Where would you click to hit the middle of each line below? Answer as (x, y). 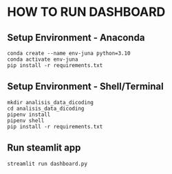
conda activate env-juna (43, 59)
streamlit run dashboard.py (47, 164)
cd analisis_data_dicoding (46, 108)
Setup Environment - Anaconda (76, 38)
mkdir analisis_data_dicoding (51, 102)
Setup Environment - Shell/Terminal (85, 87)
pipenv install (29, 115)
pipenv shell (26, 120)
